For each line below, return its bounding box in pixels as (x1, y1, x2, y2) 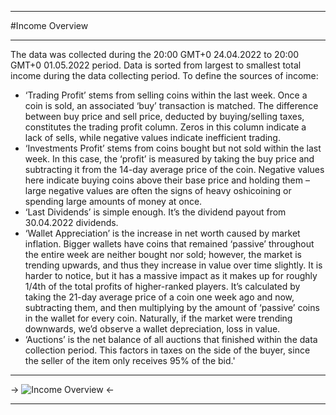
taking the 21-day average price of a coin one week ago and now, (24, 291, 295, 303)
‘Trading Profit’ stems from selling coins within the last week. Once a (24, 89, 308, 101)
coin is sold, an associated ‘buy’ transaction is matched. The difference (24, 100, 319, 111)
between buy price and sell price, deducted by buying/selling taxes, (24, 111, 305, 122)
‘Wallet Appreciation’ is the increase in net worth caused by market (24, 227, 301, 239)
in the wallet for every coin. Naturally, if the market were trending (24, 312, 293, 324)
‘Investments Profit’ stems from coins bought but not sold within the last (24, 142, 322, 154)
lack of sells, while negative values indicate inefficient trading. (24, 132, 281, 143)
